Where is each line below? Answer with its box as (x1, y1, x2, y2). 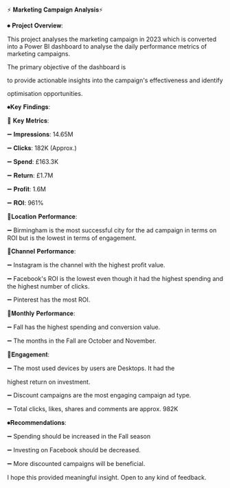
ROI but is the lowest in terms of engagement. (7, 234, 137, 242)
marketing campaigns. (7, 50, 71, 58)
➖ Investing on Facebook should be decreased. (7, 446, 141, 454)
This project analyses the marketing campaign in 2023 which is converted (7, 35, 217, 43)
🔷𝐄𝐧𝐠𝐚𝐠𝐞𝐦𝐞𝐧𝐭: (7, 350, 50, 358)
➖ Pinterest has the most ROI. (7, 295, 91, 304)
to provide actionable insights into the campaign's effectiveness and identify (7, 76, 223, 84)
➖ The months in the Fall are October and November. (7, 337, 157, 345)
